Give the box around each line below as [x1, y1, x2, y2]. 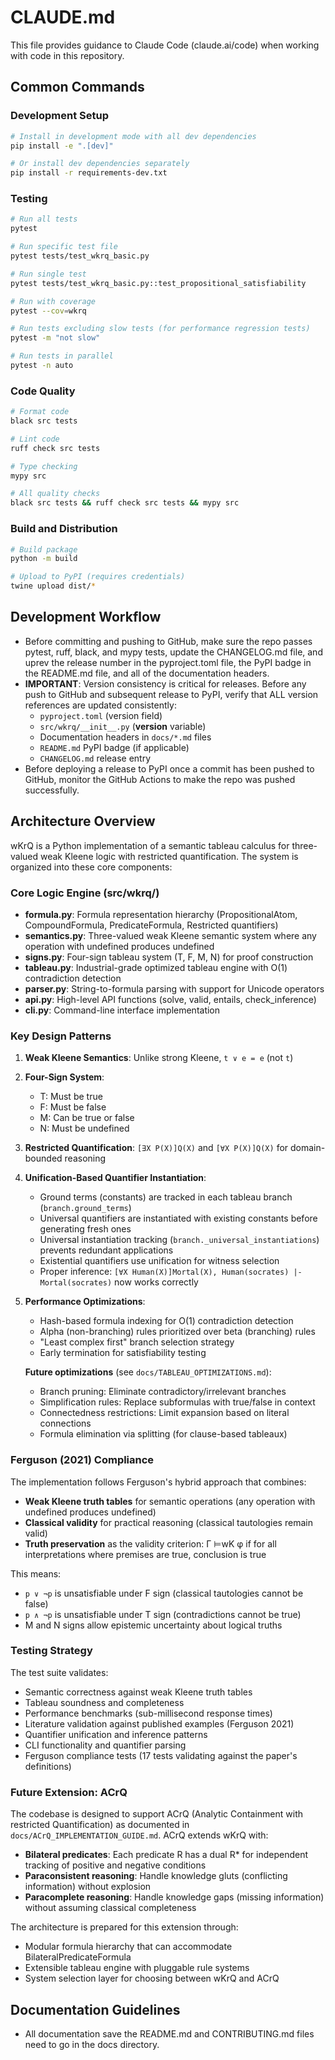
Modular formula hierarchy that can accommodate [24, 1941, 233, 1953]
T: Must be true [39, 1091, 103, 1103]
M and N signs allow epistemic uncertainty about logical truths [24, 1619, 283, 1631]
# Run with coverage [10, 296, 97, 306]
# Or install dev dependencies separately [10, 159, 190, 169]
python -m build [10, 554, 78, 564]
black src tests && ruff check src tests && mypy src [10, 498, 240, 508]
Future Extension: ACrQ [10, 1785, 128, 1799]
